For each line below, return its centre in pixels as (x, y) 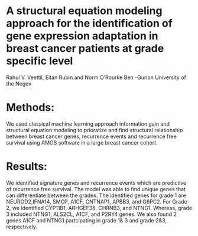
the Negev (19, 83)
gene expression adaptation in (82, 36)
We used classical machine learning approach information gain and (88, 124)
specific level (40, 61)
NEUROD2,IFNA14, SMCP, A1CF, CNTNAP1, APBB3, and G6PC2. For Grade (97, 201)
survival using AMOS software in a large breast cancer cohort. (82, 142)
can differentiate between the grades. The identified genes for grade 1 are (96, 195)
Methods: (30, 108)
